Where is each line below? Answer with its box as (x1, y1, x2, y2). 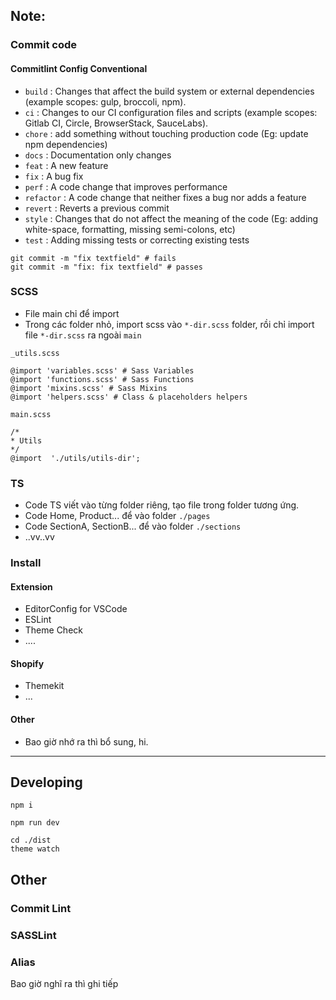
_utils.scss (10, 348, 60, 358)
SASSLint (10, 928, 57, 942)
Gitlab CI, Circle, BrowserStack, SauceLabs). (24, 117, 209, 129)
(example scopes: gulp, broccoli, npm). (24, 95, 187, 108)
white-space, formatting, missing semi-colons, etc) (24, 223, 236, 235)
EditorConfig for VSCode (24, 603, 128, 615)
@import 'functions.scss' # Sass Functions (10, 374, 195, 384)
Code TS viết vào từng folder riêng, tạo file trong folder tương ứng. (24, 499, 300, 511)
